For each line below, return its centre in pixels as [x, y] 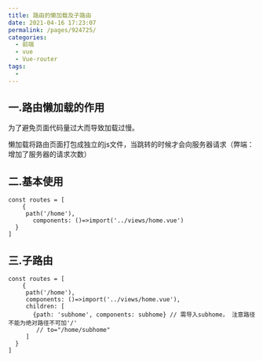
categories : [27, 37]
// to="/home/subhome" [73, 330]
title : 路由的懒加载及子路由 [50, 15]
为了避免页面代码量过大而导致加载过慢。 [73, 128]
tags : [17, 67]
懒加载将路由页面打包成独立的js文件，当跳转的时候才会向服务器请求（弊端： [131, 144]
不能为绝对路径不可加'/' [43, 323]
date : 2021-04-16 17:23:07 [52, 23]
